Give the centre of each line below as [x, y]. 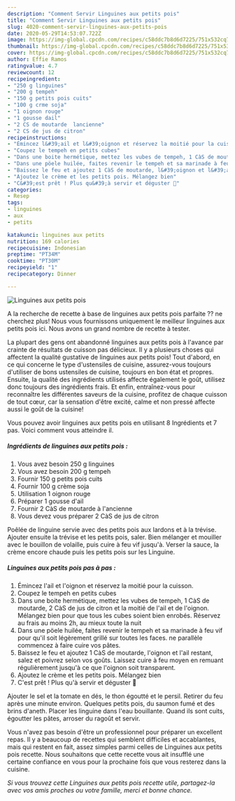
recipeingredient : [34, 79]
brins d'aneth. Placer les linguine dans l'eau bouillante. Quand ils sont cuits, [116, 711]
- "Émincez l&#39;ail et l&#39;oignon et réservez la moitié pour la [111, 144]
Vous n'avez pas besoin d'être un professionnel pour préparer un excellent [115, 732]
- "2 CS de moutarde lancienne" [56, 124]
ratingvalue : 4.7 [33, 66]
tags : [15, 203]
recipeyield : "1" [33, 268]
